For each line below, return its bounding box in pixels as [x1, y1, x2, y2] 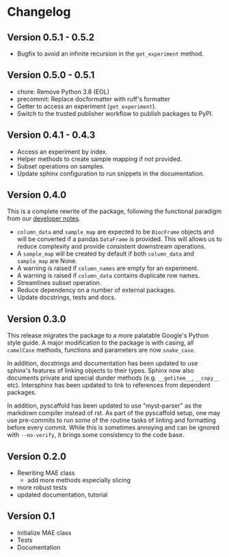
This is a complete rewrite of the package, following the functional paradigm [7, 207, 222, 216]
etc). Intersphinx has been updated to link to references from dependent [7, 381, 211, 389]
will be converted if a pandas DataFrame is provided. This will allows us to [16, 235, 222, 243]
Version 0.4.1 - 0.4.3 [7, 129, 96, 141]
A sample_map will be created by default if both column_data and [16, 249, 195, 258]
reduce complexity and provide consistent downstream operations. [16, 243, 206, 251]
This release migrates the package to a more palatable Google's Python [7, 332, 209, 340]
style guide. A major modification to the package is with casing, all [7, 338, 194, 347]
